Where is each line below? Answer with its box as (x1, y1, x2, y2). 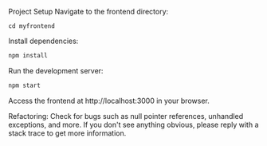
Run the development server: (8, 65, 104, 75)
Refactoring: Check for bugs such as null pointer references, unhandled (8, 111, 244, 120)
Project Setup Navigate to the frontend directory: (8, 7, 169, 16)
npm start (8, 81, 41, 89)
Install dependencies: (8, 36, 79, 45)
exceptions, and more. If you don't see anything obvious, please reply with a (8, 120, 259, 129)
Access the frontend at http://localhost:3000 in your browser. (8, 96, 210, 105)
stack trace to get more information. (8, 128, 127, 138)
